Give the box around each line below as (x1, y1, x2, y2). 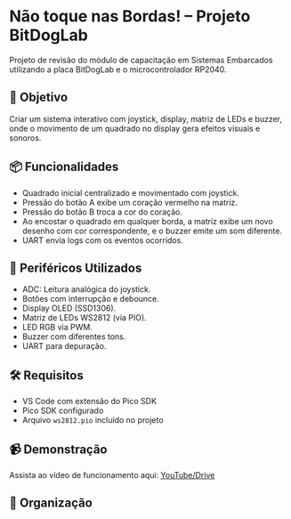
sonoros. (9, 132, 42, 143)
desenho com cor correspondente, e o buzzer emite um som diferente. (21, 225, 283, 236)
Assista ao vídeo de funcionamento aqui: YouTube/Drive (9, 470, 215, 480)
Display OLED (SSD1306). (21, 303, 117, 313)
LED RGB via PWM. (21, 322, 93, 333)
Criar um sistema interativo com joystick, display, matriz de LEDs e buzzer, (9, 113, 283, 124)
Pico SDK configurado (21, 405, 104, 416)
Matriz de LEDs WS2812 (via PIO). (21, 312, 147, 323)
